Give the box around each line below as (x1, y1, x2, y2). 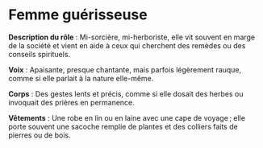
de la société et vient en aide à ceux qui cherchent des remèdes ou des (8, 40, 246, 50)
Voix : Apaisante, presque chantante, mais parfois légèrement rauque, (8, 64, 242, 74)
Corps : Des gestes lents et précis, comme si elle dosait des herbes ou (8, 88, 244, 98)
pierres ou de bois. (8, 130, 71, 140)
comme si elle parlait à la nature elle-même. (8, 73, 154, 83)
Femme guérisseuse (8, 6, 148, 24)
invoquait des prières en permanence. (8, 97, 135, 107)
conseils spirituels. (8, 49, 71, 59)
